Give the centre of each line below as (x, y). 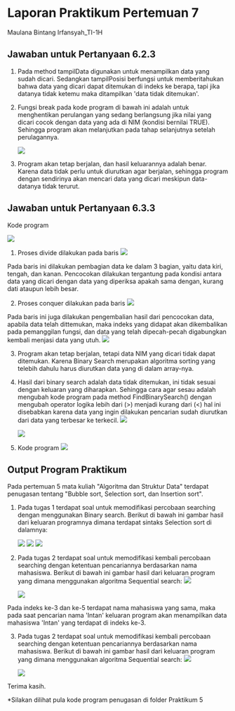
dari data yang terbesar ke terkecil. (68, 420)
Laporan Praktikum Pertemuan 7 (103, 13)
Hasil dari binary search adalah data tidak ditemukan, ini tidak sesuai (116, 382)
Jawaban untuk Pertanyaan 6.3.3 (81, 208)
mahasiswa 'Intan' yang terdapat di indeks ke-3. (76, 623)
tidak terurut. (61, 186)
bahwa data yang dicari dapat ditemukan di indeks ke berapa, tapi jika (119, 86)
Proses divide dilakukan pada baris (68, 252)
